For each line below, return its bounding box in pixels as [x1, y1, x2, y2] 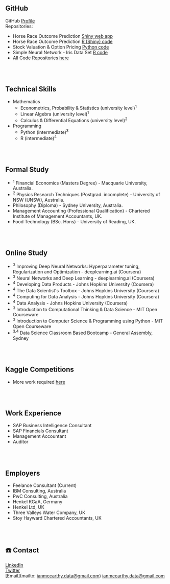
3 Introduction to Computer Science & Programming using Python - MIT [12, 317, 163, 324]
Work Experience [5, 409, 62, 417]
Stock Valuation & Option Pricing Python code [12, 43, 109, 50]
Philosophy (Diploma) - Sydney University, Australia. [12, 202, 123, 208]
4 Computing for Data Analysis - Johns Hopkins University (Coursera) [12, 293, 160, 300]
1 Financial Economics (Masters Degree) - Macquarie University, [12, 179, 148, 186]
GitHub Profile [5, 17, 35, 24]
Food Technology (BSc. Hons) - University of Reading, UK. [12, 219, 136, 225]
